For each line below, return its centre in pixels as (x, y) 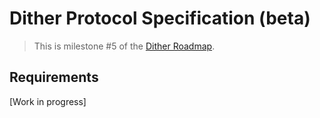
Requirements (54, 77)
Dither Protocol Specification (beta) (160, 18)
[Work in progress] (48, 101)
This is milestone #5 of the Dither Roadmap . (124, 46)
